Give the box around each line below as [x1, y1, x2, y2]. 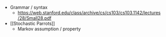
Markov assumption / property [17, 26, 81, 32]
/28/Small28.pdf [17, 15, 52, 21]
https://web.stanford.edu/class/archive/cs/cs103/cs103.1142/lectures [17, 10, 161, 16]
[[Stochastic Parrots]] [10, 20, 56, 26]
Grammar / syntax [10, 5, 48, 10]
